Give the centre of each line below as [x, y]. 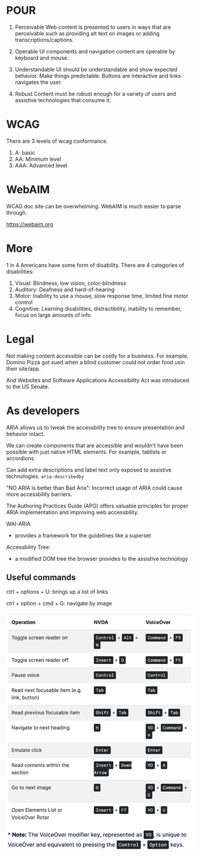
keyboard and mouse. [42, 58]
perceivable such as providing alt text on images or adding [87, 33]
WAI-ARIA [19, 524]
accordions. [21, 458]
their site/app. [23, 368]
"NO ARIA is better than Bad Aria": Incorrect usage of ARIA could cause [94, 488]
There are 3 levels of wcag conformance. [57, 141]
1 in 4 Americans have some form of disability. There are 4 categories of [95, 265]
